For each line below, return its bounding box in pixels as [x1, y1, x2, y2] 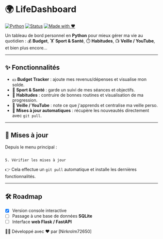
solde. [12, 82, 25, 88]
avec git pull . [12, 112, 42, 119]
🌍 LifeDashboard [5, 4, 77, 15]
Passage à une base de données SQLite [12, 213, 93, 219]
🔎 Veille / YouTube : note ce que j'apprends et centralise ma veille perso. [12, 102, 158, 108]
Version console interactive [12, 208, 67, 213]
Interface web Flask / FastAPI [12, 219, 72, 224]
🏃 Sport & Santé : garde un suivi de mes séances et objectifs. [12, 87, 135, 92]
